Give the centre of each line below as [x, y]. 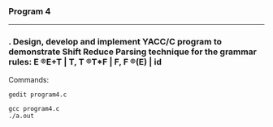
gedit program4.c [38, 95]
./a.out [22, 116]
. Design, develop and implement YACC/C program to [115, 42]
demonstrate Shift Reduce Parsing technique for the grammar [133, 52]
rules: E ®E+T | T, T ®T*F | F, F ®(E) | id [85, 62]
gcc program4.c [34, 108]
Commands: [29, 79]
